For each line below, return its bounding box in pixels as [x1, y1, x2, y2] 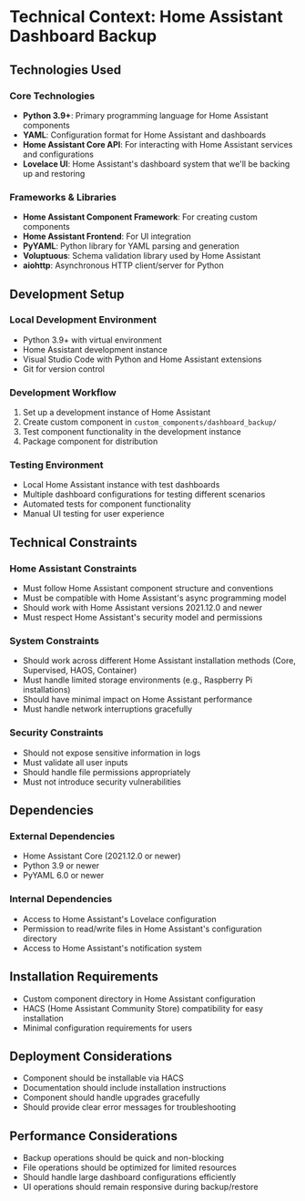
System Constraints [9, 635, 100, 648]
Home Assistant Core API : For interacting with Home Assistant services [22, 139, 293, 149]
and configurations [22, 149, 94, 159]
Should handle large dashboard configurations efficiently [22, 1172, 237, 1183]
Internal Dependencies [9, 893, 113, 906]
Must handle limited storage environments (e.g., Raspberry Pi [22, 674, 253, 685]
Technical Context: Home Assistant [9, 6, 284, 27]
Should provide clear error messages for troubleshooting [22, 1102, 237, 1113]
